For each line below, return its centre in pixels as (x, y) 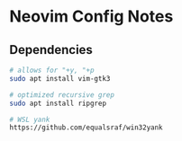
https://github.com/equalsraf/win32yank (86, 128)
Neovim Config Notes (91, 17)
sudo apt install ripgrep (58, 103)
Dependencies (51, 50)
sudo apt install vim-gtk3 (60, 78)
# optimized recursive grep (62, 95)
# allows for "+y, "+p (52, 70)
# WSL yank (30, 119)
